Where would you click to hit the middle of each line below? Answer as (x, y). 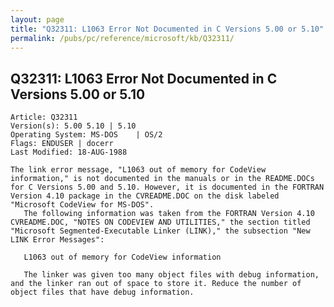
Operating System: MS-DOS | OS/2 (86, 135)
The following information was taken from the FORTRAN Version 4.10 (169, 214)
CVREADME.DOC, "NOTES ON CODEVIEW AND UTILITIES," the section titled (160, 222)
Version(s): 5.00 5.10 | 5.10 (73, 126)
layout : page (37, 19)
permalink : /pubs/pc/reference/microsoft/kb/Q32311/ (122, 38)
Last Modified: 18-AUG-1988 (69, 152)
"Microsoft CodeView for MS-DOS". (82, 205)
